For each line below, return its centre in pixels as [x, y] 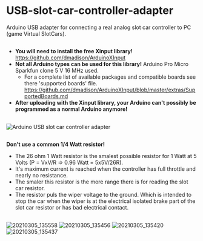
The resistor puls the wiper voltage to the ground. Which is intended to [103, 195]
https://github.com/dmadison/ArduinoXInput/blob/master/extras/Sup [110, 90]
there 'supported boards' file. [61, 84]
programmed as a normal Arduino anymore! [71, 109]
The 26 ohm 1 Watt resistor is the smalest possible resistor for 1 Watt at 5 [106, 156]
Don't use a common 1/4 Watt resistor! [55, 144]
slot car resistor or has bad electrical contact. [72, 208]
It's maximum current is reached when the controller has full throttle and [105, 169]
